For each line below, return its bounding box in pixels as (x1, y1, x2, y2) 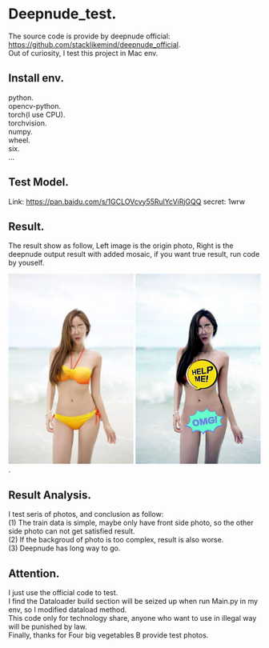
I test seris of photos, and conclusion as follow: (8, 510, 164, 519)
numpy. (8, 126, 34, 136)
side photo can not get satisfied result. (8, 526, 136, 536)
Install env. (8, 71, 65, 85)
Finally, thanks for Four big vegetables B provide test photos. (8, 630, 209, 640)
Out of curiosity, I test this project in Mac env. (8, 48, 159, 58)
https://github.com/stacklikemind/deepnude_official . (8, 39, 181, 49)
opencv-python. (8, 101, 62, 110)
